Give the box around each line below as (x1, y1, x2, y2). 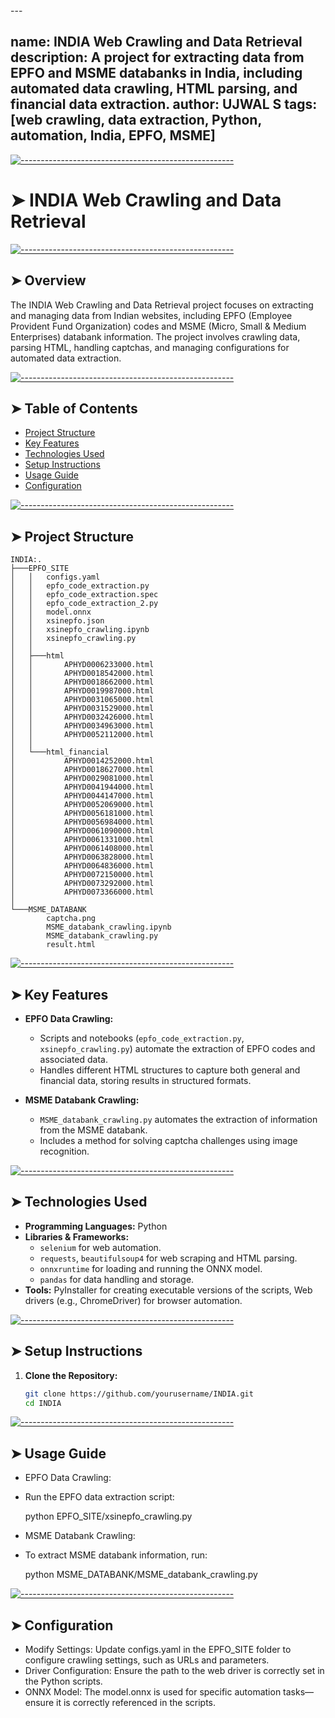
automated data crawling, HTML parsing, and (10, 80, 298, 98)
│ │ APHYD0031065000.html (10, 695, 155, 705)
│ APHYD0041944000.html (10, 782, 155, 793)
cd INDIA (24, 1398, 62, 1408)
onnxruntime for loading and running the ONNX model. (39, 1262, 263, 1274)
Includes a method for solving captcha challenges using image (39, 1135, 298, 1146)
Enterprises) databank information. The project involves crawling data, (10, 330, 301, 343)
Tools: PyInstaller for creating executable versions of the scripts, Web (24, 1284, 313, 1296)
